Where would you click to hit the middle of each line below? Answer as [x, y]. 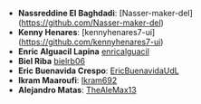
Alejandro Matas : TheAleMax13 [77, 90]
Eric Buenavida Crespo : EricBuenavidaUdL [98, 71]
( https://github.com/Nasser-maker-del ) [91, 23]
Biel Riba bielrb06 [52, 61]
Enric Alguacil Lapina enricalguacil [83, 52]
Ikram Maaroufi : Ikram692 [67, 80]
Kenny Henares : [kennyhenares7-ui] [86, 32]
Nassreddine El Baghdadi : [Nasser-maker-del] [105, 13]
